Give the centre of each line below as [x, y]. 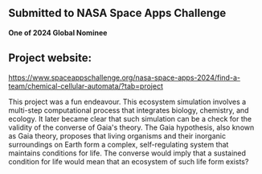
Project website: [50, 58]
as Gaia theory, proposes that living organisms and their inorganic [117, 135]
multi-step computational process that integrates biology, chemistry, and [129, 110]
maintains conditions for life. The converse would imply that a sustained [127, 153]
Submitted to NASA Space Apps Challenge [117, 13]
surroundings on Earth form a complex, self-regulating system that [119, 144]
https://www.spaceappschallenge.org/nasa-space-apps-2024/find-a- [125, 77]
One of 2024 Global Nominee [58, 32]
